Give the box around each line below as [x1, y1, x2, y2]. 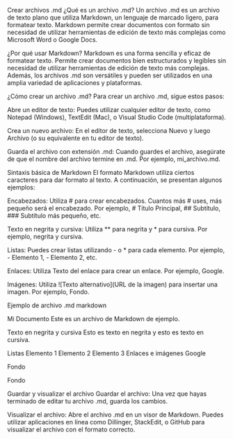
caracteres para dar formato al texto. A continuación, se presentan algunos [7, 176, 223, 184]
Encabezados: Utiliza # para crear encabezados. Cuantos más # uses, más [7, 197, 223, 205]
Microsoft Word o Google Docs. [7, 36, 98, 44]
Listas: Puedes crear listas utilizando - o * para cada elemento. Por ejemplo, [7, 246, 225, 254]
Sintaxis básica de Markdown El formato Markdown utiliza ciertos [7, 169, 195, 176]
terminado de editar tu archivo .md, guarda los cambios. [7, 397, 168, 405]
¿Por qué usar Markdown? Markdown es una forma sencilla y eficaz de [7, 49, 211, 57]
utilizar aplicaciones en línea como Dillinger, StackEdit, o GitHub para [7, 418, 205, 426]
